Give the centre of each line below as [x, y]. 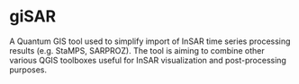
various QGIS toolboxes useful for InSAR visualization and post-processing [148, 60]
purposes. [28, 70]
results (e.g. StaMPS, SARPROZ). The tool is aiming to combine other [137, 50]
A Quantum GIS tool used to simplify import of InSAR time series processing [150, 41]
